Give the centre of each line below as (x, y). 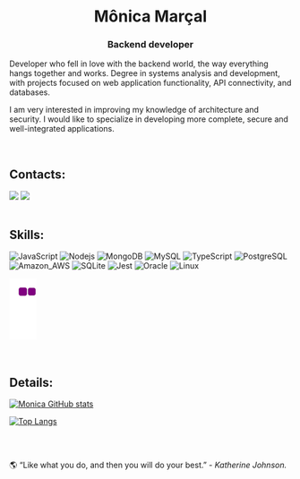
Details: (31, 382)
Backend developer (150, 45)
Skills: (27, 235)
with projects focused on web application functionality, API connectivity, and (150, 83)
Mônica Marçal (150, 17)
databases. (30, 92)
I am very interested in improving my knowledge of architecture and (134, 110)
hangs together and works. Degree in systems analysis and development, (145, 73)
